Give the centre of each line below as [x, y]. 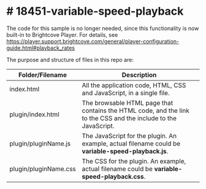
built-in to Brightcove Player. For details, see [62, 34]
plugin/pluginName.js [40, 144]
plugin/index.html [34, 114]
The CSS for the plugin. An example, [134, 161]
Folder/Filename [43, 75]
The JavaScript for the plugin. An [129, 136]
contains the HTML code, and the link [136, 110]
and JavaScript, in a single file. [126, 93]
